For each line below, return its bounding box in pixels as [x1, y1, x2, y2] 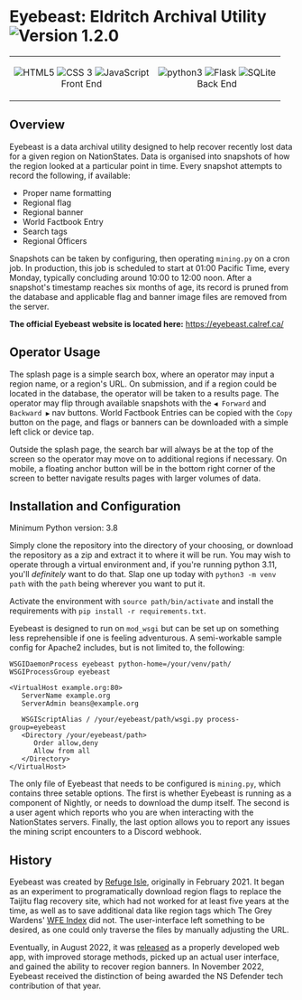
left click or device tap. [9, 426, 95, 437]
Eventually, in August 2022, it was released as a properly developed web [9, 942, 279, 953]
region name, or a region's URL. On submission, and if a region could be [9, 378, 278, 389]
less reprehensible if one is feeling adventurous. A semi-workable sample [9, 632, 282, 643]
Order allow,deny [32, 739, 99, 748]
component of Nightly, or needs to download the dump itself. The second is [9, 798, 290, 808]
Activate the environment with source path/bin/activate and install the [9, 596, 274, 607]
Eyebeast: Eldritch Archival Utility [9, 6, 268, 27]
